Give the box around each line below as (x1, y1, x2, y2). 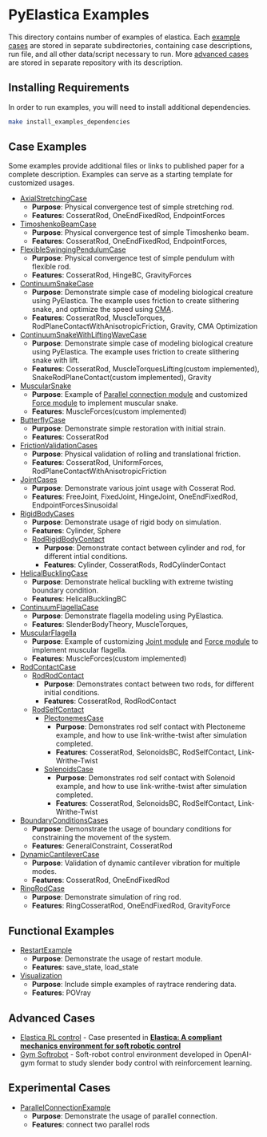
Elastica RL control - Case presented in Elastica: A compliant (19, 1033, 222, 1042)
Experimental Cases (8, 1081, 111, 1095)
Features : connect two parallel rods (31, 1119, 150, 1129)
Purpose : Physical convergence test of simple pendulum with (31, 253, 235, 263)
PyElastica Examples (8, 6, 149, 24)
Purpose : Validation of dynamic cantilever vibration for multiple (31, 858, 241, 868)
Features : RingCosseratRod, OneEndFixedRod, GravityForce (31, 900, 231, 911)
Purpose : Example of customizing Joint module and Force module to (31, 637, 258, 646)
